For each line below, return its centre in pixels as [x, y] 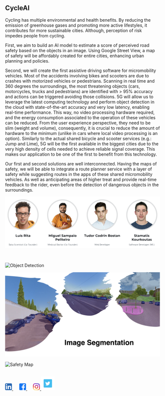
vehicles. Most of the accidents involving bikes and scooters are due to [77, 75]
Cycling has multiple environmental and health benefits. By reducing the [78, 20]
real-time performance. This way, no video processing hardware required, [80, 112]
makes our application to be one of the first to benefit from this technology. [81, 154]
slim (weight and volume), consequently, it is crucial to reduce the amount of [82, 128]
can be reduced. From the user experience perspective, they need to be [78, 123]
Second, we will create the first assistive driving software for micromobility [81, 70]
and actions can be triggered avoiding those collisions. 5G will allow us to [79, 97]
